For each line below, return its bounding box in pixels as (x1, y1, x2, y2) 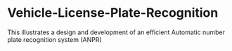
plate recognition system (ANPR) (7, 35, 102, 43)
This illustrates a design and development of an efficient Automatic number (7, 28, 225, 36)
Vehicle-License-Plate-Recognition (7, 5, 219, 21)
